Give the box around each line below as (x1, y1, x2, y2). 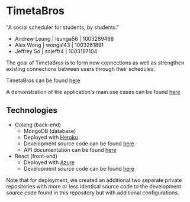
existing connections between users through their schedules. (6, 65, 156, 72)
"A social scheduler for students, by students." (6, 24, 120, 31)
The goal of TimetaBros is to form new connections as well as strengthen (6, 59, 185, 66)
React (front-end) (14, 152, 58, 159)
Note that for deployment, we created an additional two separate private (6, 176, 182, 184)
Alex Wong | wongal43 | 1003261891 (14, 41, 104, 48)
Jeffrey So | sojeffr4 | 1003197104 (14, 47, 98, 54)
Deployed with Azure (23, 158, 75, 166)
